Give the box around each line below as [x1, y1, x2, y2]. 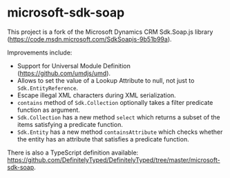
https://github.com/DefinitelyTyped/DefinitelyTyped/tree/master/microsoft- [7, 155, 220, 164]
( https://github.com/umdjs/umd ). [17, 69, 111, 77]
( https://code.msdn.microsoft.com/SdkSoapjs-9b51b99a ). [7, 34, 172, 43]
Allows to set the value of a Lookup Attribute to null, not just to [17, 76, 195, 84]
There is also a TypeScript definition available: [7, 148, 139, 157]
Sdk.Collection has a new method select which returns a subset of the [17, 112, 221, 121]
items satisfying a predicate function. [17, 120, 123, 128]
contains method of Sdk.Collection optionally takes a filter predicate [17, 98, 213, 106]
